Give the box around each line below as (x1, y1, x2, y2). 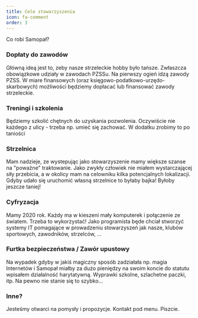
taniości (6, 129, 25, 137)
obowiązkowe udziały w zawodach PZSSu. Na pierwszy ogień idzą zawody (6, 70, 189, 77)
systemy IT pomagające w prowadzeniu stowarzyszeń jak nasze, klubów (6, 224, 183, 231)
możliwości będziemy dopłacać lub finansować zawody (39, 83, 175, 90)
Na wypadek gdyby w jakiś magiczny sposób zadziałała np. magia (6, 258, 167, 265)
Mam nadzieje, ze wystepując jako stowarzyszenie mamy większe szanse (6, 158, 186, 166)
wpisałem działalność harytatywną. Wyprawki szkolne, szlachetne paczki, (6, 271, 186, 278)
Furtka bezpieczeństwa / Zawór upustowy (6, 245, 130, 253)
